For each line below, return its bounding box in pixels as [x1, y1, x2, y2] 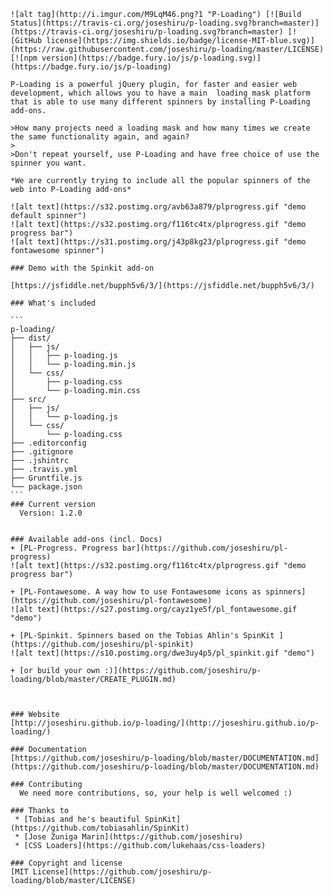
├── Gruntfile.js [10, 473, 83, 483]
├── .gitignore [10, 447, 74, 457]
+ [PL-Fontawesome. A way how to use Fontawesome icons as [10, 587, 262, 597]
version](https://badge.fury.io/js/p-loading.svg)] [41, 53, 262, 63]
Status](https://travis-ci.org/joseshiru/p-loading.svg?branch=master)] [10, 18, 320, 28]
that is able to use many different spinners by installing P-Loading [10, 97, 311, 107]
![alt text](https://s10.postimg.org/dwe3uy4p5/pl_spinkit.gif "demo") [10, 648, 315, 658]
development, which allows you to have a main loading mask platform [10, 88, 311, 98]
